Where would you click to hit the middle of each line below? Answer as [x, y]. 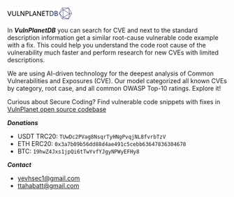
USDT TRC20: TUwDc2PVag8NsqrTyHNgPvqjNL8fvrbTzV [92, 136]
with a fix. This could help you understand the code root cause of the [107, 45]
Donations [23, 123]
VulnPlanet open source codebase [57, 109]
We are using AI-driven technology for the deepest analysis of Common [111, 73]
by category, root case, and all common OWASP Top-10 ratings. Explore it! [114, 88]
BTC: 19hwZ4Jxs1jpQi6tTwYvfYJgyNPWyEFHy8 [78, 151]
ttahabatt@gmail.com [48, 185]
